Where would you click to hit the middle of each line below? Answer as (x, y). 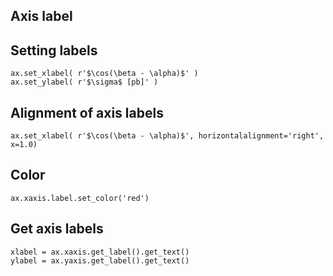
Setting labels (54, 50)
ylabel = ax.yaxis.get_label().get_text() (100, 260)
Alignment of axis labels (87, 112)
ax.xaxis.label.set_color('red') (80, 198)
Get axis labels (57, 229)
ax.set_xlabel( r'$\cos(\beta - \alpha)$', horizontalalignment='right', (167, 136)
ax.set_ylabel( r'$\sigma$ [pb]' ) (84, 82)
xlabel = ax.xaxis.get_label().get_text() (100, 252)
